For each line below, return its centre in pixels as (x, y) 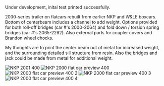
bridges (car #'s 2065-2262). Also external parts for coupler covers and (79, 33)
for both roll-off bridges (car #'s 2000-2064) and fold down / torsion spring (82, 27)
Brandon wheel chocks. (29, 38)
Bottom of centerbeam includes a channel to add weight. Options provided (81, 22)
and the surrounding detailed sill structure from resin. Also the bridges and (81, 53)
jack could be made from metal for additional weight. (59, 58)
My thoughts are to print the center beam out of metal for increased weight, (82, 47)
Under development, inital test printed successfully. (58, 7)
